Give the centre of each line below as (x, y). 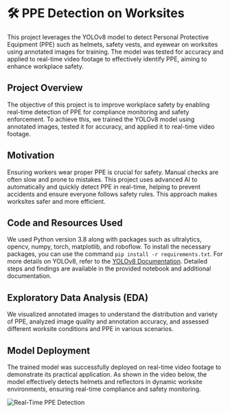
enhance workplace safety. (45, 66)
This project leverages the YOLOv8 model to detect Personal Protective (108, 37)
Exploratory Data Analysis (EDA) (78, 298)
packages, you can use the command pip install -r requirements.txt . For (115, 254)
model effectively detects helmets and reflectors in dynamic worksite (105, 382)
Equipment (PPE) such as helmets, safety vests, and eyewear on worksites (113, 44)
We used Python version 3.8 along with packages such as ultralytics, (104, 240)
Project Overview (45, 88)
